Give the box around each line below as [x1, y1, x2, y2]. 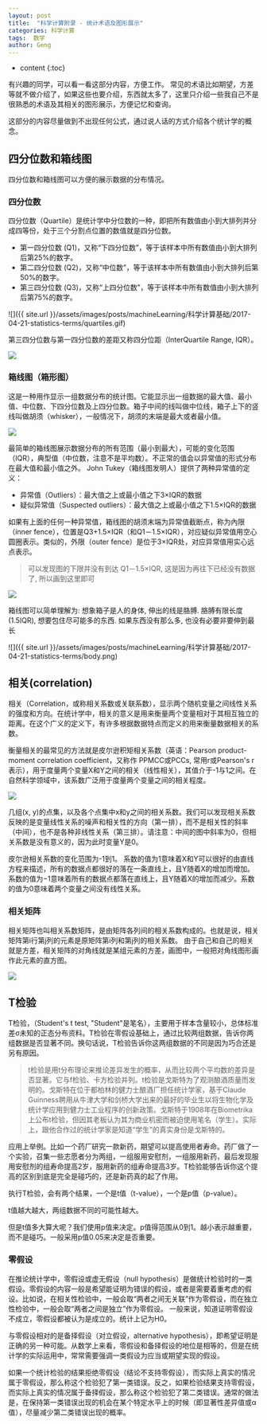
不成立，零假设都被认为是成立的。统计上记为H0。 [8, 1313, 172, 1323]
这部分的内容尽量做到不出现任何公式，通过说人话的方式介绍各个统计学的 [8, 116, 245, 126]
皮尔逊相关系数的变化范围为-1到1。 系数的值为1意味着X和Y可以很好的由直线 [8, 854, 254, 864]
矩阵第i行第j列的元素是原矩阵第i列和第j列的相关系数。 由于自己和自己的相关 [8, 935, 254, 945]
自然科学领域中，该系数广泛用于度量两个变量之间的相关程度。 [8, 776, 211, 785]
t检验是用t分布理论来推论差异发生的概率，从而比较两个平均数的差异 [27, 1065, 249, 1075]
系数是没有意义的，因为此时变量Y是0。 [14, 837, 143, 847]
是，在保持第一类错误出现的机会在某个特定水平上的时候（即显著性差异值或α [8, 1397, 257, 1406]
